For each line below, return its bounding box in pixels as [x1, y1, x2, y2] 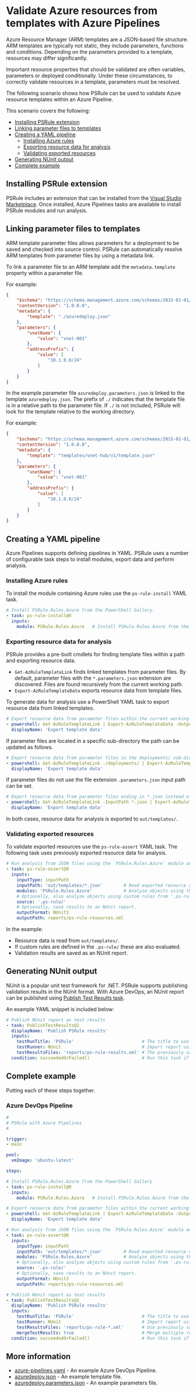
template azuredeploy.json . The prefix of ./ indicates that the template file [6, 396, 185, 403]
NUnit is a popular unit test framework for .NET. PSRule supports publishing [6, 981, 188, 989]
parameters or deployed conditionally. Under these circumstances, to [6, 72, 173, 79]
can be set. [6, 783, 33, 790]
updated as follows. [6, 743, 54, 750]
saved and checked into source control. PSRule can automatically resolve [6, 246, 183, 253]
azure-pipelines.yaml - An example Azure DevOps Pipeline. [14, 1367, 157, 1374]
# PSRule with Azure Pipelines [6, 1120, 82, 1126]
